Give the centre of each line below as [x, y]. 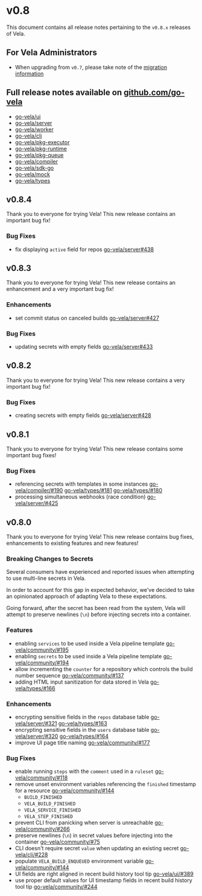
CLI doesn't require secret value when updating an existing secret [97, 848]
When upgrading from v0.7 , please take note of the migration [91, 67]
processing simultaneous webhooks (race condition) [80, 497]
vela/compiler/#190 [39, 491]
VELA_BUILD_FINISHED [50, 804]
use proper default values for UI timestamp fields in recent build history [104, 880]
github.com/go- [154, 93]
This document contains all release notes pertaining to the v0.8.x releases [99, 27]
